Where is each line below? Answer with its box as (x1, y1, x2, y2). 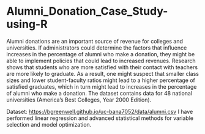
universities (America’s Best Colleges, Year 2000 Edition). (6, 96, 152, 103)
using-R (6, 17, 48, 31)
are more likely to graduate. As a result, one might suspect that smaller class (6, 70, 199, 77)
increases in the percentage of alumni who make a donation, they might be (6, 50, 195, 58)
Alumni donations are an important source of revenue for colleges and (6, 37, 184, 45)
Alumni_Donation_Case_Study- (6, 4, 168, 18)
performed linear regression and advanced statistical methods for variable (6, 114, 194, 122)
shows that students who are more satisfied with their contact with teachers (6, 63, 198, 71)
